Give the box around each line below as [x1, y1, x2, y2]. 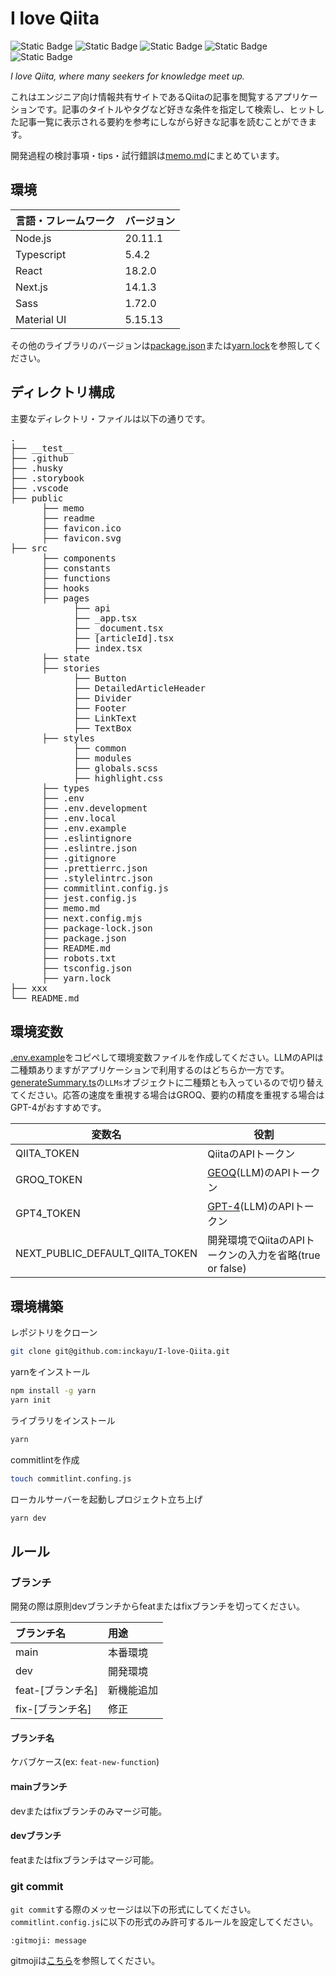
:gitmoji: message [10, 1936, 87, 1946]
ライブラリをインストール [10, 1414, 116, 1426]
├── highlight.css [73, 772, 164, 784]
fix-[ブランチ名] [15, 1702, 92, 1716]
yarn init [10, 1395, 52, 1405]
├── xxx [10, 982, 48, 994]
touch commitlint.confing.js [10, 1473, 132, 1484]
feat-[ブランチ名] [15, 1683, 99, 1697]
